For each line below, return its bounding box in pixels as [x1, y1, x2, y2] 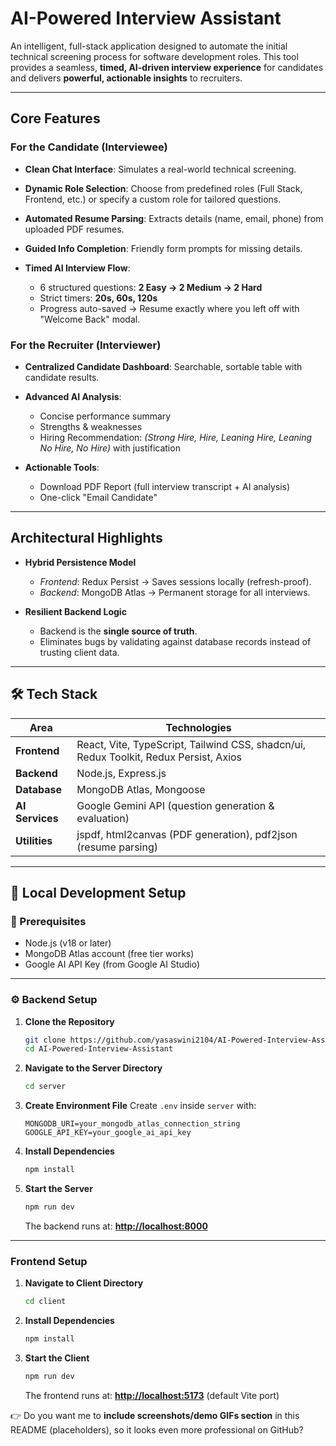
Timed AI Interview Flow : [24, 262, 131, 274]
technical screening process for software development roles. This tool [10, 50, 299, 62]
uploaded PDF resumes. [24, 223, 125, 235]
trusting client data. [39, 646, 120, 658]
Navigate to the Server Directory [24, 1062, 163, 1074]
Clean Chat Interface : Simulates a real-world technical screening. [24, 163, 297, 175]
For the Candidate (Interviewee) [10, 140, 168, 154]
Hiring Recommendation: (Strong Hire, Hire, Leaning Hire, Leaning [39, 431, 313, 443]
